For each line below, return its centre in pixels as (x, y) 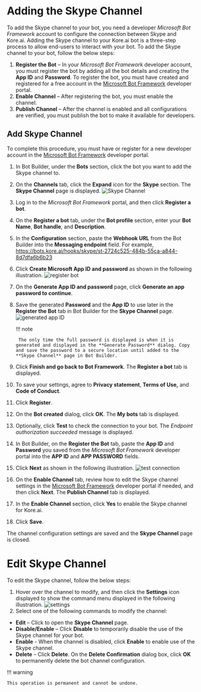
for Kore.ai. (29, 510)
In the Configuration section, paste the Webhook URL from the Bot (98, 238)
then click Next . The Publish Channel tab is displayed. (83, 492)
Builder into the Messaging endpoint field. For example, (85, 244)
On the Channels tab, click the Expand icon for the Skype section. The (103, 184)
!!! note (24, 329)
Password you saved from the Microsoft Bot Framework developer (98, 450)
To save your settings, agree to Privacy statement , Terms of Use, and (102, 384)
